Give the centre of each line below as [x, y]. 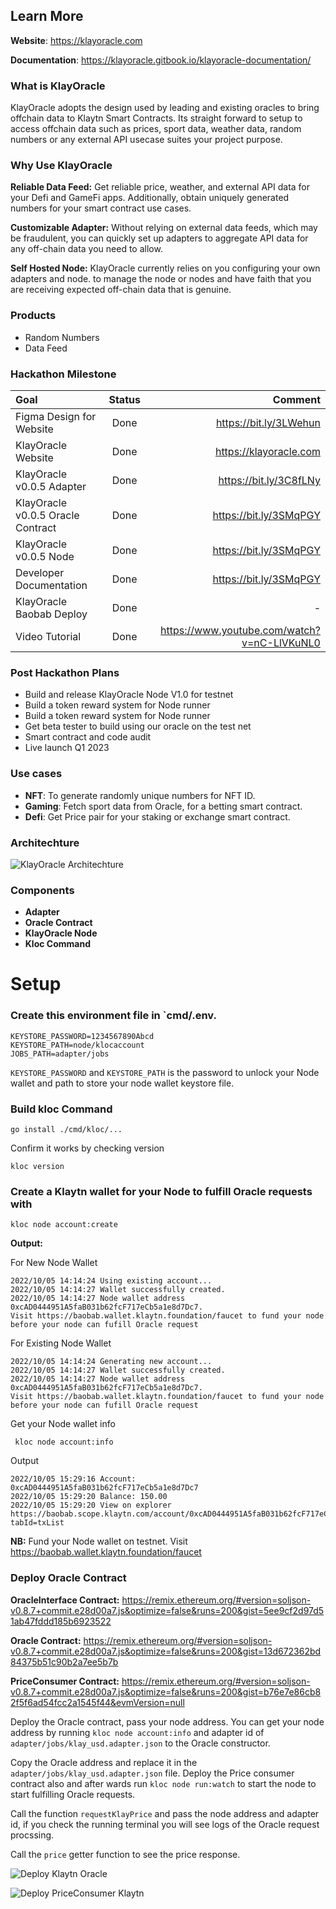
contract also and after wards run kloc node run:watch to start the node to [163, 1783]
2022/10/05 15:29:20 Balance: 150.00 [89, 1497]
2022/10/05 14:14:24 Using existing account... [111, 1281]
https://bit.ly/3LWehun [268, 422]
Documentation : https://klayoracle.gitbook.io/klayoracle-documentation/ [161, 60]
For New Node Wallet [54, 1263]
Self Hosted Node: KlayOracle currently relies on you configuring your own [165, 268]
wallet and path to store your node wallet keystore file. [122, 1083]
